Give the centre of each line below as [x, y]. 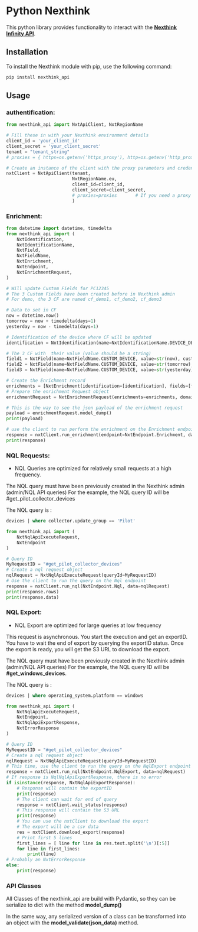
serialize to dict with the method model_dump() [64, 905]
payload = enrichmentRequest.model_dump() [59, 413]
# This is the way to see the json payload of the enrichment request [95, 408]
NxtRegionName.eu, [94, 179]
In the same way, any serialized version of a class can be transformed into [96, 917]
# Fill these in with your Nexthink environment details [77, 135]
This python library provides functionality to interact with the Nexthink [92, 27]
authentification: [31, 112]
